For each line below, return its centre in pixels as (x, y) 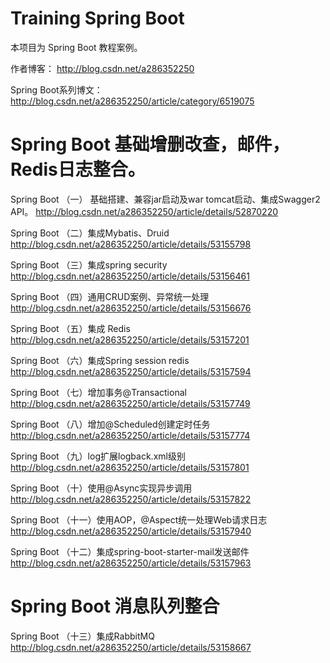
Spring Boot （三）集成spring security (89, 264)
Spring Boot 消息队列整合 (115, 606)
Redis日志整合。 (78, 169)
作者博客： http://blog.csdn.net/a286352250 (102, 68)
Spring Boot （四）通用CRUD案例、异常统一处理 (110, 296)
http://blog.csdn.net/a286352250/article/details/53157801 (130, 467)
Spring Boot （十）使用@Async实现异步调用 (101, 488)
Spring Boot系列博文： (56, 89)
